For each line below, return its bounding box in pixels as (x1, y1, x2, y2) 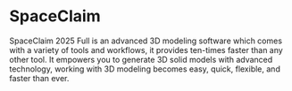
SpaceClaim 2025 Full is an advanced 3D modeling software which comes (9, 35, 283, 46)
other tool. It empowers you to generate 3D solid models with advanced (9, 54, 273, 64)
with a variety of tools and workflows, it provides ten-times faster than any (9, 44, 283, 55)
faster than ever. (9, 72, 70, 83)
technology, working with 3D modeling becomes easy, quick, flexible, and (9, 64, 281, 74)
